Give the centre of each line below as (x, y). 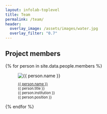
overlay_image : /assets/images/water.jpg (54, 29)
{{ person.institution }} (36, 93)
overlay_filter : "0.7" (34, 33)
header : (13, 24)
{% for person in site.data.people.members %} (54, 66)
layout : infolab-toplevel (32, 10)
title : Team (18, 15)
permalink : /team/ (24, 19)
